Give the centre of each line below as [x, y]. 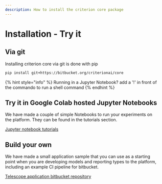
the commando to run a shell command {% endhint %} [60, 87]
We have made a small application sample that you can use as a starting [78, 157]
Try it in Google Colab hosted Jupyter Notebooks [81, 103]
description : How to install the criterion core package [64, 10]
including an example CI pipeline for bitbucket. [52, 167]
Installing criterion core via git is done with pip [52, 64]
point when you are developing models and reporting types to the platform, [81, 162]
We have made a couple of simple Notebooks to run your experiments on [79, 115]
